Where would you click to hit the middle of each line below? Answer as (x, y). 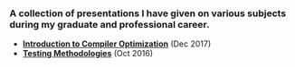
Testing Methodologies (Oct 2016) (88, 54)
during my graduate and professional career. (109, 24)
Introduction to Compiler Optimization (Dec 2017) (117, 44)
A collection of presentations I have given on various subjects (148, 13)
